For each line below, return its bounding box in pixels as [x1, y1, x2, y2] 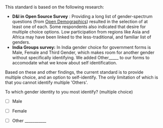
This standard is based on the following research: [5, 4, 104, 10]
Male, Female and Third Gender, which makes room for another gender [12, 49, 155, 55]
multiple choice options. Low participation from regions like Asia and [12, 29, 150, 34]
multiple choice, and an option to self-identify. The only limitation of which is [5, 75, 158, 80]
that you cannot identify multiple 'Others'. [5, 80, 89, 85]
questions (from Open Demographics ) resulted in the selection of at [12, 19, 148, 24]
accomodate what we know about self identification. [12, 60, 117, 65]
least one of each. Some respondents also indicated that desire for [12, 24, 146, 30]
